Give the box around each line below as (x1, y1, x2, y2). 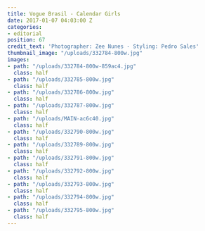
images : (7, 56, 30, 63)
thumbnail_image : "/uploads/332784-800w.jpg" (7, 50, 143, 57)
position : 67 (7, 37, 46, 44)
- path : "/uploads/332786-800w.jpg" (7, 89, 114, 96)
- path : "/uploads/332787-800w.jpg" (7, 102, 114, 109)
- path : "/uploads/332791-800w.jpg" (7, 154, 114, 162)
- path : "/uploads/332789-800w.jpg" (7, 142, 114, 149)
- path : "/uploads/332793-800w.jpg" (7, 180, 114, 187)
